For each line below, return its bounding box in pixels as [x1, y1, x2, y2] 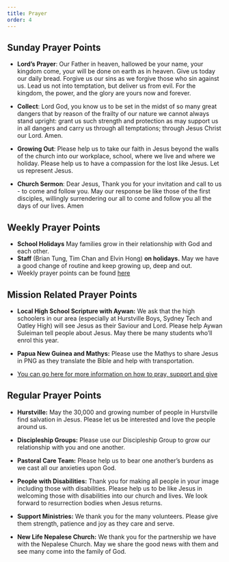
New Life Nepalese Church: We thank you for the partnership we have [16, 533, 217, 541]
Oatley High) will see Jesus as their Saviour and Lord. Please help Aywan [16, 321, 223, 330]
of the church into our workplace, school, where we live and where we [16, 152, 215, 160]
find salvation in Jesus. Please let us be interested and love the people [16, 415, 216, 424]
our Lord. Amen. [16, 132, 63, 140]
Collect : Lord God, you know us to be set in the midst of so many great [16, 102, 217, 110]
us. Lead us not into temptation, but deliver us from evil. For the [16, 82, 196, 90]
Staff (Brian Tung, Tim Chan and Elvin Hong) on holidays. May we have [16, 254, 219, 262]
